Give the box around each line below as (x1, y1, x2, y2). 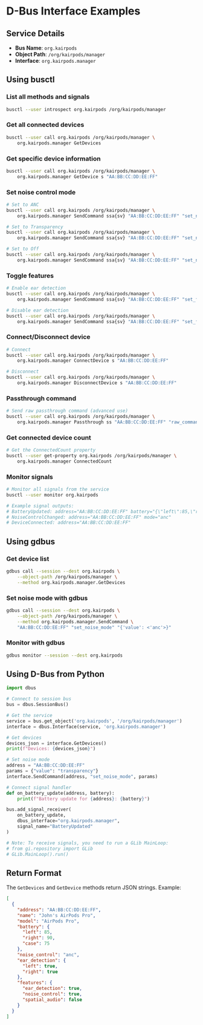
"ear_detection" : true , (22, 986, 83, 992)
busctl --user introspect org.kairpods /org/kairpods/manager (6, 106, 166, 112)
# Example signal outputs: (6, 503, 74, 509)
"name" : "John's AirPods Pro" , (17, 912, 96, 919)
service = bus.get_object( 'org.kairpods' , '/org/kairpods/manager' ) (6, 718, 182, 724)
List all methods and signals (6, 92, 90, 101)
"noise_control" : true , (22, 991, 83, 997)
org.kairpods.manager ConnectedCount (17, 458, 112, 464)
